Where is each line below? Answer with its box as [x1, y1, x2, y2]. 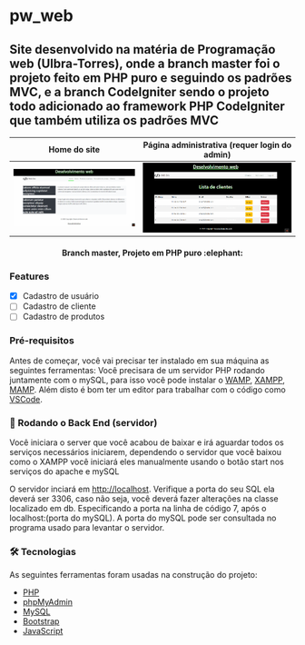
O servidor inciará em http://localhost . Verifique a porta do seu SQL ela [9, 483, 275, 494]
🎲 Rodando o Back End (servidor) [9, 416, 158, 429]
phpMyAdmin [22, 597, 74, 608]
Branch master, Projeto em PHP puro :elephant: [62, 247, 243, 258]
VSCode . [9, 393, 44, 404]
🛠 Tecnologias [9, 545, 77, 558]
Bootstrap [22, 616, 60, 627]
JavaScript [22, 626, 64, 637]
